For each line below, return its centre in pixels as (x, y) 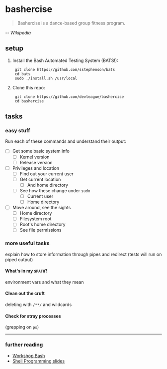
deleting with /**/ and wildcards (39, 305)
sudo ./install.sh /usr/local (46, 78)
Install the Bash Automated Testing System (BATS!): (65, 60)
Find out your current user (46, 174)
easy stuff (18, 131)
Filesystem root (36, 219)
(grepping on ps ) (22, 327)
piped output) (19, 259)
